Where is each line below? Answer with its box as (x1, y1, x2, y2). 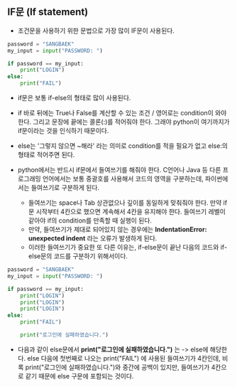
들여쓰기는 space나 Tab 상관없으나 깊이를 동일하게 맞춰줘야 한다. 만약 (28, 198, 222, 207)
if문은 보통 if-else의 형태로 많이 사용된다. (17, 94, 131, 102)
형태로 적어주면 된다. (17, 151, 75, 159)
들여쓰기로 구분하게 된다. (31, 184, 100, 192)
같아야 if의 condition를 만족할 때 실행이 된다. (28, 216, 153, 225)
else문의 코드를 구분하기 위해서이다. (28, 252, 128, 260)
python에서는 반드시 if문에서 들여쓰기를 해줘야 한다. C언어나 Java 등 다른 (17, 166, 221, 174)
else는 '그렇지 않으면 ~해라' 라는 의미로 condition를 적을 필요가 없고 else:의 (17, 142, 228, 150)
